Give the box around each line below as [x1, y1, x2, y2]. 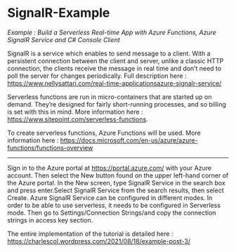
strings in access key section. [7, 215, 93, 224]
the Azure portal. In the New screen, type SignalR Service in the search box [7, 178, 226, 187]
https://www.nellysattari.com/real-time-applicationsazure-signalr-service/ [7, 79, 222, 87]
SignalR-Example [7, 5, 110, 21]
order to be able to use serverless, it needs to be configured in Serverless [7, 201, 221, 209]
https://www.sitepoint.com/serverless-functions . [7, 114, 149, 124]
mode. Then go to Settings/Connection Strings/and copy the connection [7, 208, 216, 217]
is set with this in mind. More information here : [7, 107, 143, 116]
